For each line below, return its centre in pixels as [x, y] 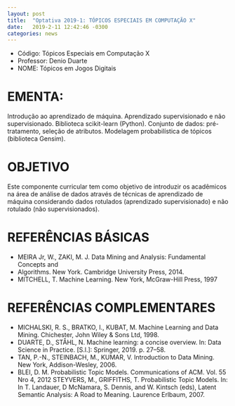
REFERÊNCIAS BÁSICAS [78, 237]
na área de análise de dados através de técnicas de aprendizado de [105, 194]
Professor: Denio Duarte [52, 61]
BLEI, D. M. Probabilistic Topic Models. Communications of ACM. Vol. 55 [122, 372]
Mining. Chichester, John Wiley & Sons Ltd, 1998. [88, 335]
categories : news [33, 33]
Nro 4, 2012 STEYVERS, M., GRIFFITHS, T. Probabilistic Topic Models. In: [122, 380]
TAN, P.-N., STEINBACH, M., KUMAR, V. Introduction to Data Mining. [116, 357]
